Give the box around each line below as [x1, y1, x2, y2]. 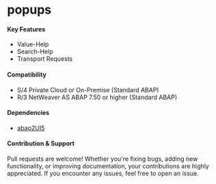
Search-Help [16, 47, 53, 56]
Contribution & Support [7, 140, 75, 148]
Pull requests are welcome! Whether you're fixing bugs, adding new [7, 155, 198, 163]
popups [7, 2, 52, 18]
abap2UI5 [16, 124, 45, 132]
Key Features [7, 25, 46, 33]
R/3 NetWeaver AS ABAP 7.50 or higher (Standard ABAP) [16, 93, 178, 101]
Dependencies [7, 109, 50, 117]
